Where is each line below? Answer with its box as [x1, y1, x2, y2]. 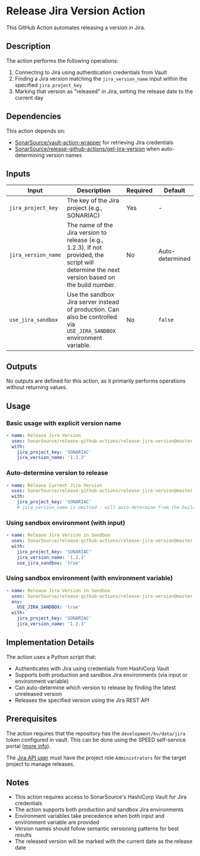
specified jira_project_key [14, 81, 82, 88]
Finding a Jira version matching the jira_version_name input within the [14, 75, 187, 82]
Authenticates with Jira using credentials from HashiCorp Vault [14, 664, 170, 672]
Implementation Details [6, 638, 95, 648]
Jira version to [67, 229, 107, 237]
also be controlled [67, 313, 117, 321]
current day [14, 94, 43, 101]
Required [126, 186, 153, 195]
